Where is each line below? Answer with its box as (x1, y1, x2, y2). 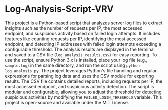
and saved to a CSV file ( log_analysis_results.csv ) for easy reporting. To (5, 51, 157, 58)
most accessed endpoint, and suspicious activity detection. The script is (5, 83, 154, 89)
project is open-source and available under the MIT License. (5, 99, 129, 105)
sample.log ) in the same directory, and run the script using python (5, 62, 140, 68)
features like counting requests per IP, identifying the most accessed (5, 36, 147, 42)
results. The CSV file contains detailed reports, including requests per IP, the (5, 78, 163, 84)
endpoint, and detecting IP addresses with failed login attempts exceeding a (5, 41, 161, 47)
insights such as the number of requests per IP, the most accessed (5, 25, 143, 31)
